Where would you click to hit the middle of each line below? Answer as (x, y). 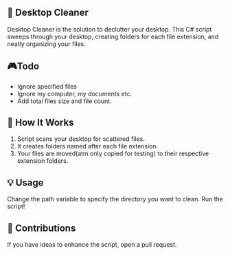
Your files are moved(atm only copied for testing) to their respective (113, 154)
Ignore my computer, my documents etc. (74, 93)
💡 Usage (25, 182)
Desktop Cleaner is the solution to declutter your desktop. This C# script (110, 29)
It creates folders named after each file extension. (88, 146)
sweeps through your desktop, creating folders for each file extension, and (113, 36)
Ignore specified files (47, 86)
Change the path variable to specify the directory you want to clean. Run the (115, 199)
